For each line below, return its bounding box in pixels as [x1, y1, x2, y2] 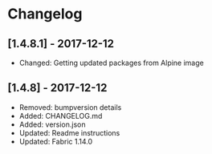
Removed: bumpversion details [18, 102, 122, 112]
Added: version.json [18, 120, 86, 129]
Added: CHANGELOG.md [18, 111, 103, 120]
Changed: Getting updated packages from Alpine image [18, 58, 204, 67]
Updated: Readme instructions [18, 128, 120, 137]
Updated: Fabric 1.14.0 [18, 136, 93, 146]
